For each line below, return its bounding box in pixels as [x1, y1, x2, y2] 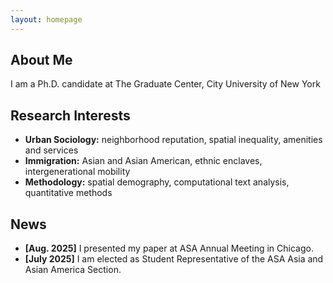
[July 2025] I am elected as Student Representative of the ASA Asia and [24, 253, 324, 265]
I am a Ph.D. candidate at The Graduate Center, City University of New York [10, 78, 321, 90]
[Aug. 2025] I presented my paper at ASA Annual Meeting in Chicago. [24, 242, 314, 255]
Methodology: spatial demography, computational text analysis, [24, 176, 290, 188]
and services [24, 144, 79, 156]
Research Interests [10, 107, 131, 124]
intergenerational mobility [24, 166, 131, 178]
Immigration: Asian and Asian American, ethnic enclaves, [24, 155, 263, 167]
